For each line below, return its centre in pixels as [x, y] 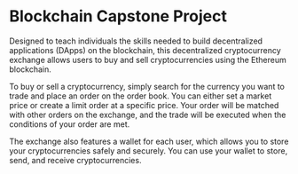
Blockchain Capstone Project [118, 16]
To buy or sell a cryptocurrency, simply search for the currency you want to [147, 86]
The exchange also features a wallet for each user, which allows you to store [149, 141]
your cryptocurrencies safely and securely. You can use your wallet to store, [149, 150]
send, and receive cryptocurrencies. [75, 160]
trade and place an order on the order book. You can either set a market [141, 96]
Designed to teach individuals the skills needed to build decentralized [136, 41]
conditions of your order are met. [70, 124]
